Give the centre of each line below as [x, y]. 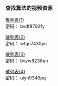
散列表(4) [15, 72]
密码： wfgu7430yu [26, 44]
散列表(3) [15, 54]
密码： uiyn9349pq [26, 78]
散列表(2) [15, 37]
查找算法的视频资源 [29, 8]
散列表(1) [15, 20]
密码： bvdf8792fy [25, 26]
